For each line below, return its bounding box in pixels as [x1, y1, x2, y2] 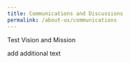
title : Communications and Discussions [7, 10, 124, 17]
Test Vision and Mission [7, 35, 75, 44]
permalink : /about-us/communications [7, 17, 117, 24]
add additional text [7, 49, 61, 57]
